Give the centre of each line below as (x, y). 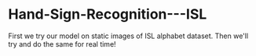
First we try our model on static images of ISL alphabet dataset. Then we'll (128, 36)
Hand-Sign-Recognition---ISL (108, 14)
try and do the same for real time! (62, 44)
